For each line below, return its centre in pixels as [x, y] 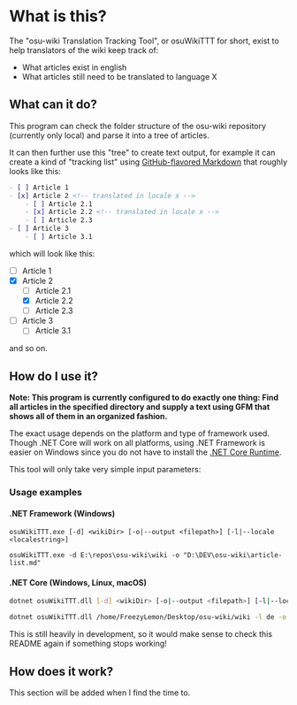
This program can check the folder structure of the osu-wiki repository [138, 126]
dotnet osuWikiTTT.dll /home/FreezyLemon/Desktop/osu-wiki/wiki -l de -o [148, 617]
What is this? [58, 16]
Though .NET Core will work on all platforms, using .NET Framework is [137, 443]
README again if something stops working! [88, 644]
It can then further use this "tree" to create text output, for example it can [142, 152]
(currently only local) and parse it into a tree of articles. [109, 135]
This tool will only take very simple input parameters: [105, 470]
